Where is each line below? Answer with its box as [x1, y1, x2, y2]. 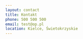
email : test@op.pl [5, 21, 44, 27]
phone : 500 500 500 [5, 17, 47, 22]
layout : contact [5, 7, 39, 13]
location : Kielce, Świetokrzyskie [5, 26, 78, 31]
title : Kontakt [5, 12, 37, 17]
